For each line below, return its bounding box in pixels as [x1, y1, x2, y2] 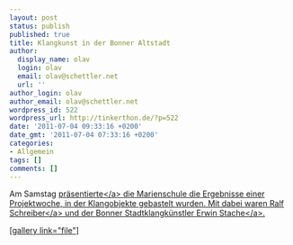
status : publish [9, 22, 70, 31]
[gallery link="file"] [9, 225, 79, 236]
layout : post [9, 13, 58, 23]
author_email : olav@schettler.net [9, 96, 139, 106]
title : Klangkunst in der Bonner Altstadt [9, 38, 171, 48]
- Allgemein [9, 147, 54, 156]
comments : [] [9, 164, 58, 173]
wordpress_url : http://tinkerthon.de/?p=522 [9, 113, 179, 122]
